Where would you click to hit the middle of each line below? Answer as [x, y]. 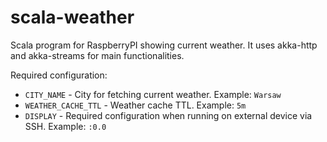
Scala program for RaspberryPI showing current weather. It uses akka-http [164, 45]
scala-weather [72, 17]
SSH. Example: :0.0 [65, 126]
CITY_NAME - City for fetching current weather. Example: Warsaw [153, 94]
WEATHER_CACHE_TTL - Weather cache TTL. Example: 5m [135, 105]
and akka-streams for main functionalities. [97, 55]
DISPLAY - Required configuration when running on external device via [168, 115]
